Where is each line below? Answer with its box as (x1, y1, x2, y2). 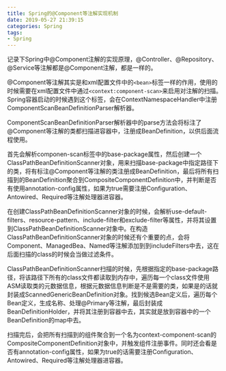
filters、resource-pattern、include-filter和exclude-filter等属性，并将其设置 (7, 216, 217, 225)
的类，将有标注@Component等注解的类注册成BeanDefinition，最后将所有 (7, 167, 213, 175)
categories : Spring (7, 23, 63, 29)
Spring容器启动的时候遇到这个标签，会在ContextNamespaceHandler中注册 (7, 95, 217, 103)
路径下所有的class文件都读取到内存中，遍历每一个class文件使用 (30, 273, 210, 281)
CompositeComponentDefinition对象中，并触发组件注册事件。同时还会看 (7, 340, 212, 348)
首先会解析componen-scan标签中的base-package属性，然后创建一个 (7, 150, 202, 158)
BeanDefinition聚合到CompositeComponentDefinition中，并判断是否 (25, 176, 217, 184)
